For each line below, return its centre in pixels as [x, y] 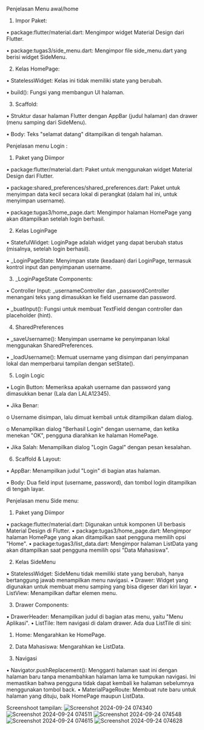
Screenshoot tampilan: [34, 708]
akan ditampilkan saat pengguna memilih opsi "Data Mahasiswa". [88, 550]
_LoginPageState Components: [54, 279]
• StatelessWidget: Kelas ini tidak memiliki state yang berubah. [84, 81]
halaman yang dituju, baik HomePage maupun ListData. [76, 696]
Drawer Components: [42, 605]
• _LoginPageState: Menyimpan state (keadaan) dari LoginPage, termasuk [99, 260]
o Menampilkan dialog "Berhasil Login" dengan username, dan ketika [93, 429]
